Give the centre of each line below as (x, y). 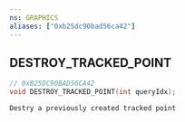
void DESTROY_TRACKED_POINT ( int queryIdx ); (93, 92)
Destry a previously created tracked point (93, 108)
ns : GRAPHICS (34, 18)
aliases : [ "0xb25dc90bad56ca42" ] (73, 26)
